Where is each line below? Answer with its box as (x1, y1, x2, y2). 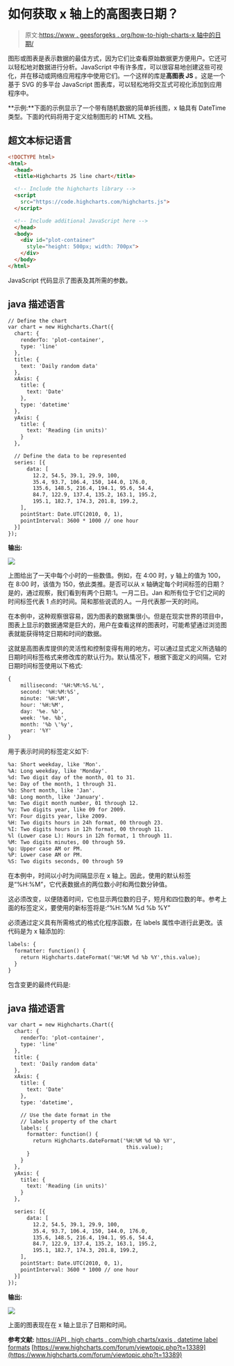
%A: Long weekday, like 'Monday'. (8, 767, 108, 775)
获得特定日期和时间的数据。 (26, 630, 106, 638)
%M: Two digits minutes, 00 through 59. (8, 838, 127, 845)
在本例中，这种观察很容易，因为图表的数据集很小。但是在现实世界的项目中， (8, 612, 227, 621)
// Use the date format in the (20, 1112, 111, 1119)
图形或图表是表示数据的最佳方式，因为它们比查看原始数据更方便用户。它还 (8, 54, 221, 63)
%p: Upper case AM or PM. (8, 845, 83, 852)
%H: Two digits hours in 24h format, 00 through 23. (8, 820, 164, 827)
